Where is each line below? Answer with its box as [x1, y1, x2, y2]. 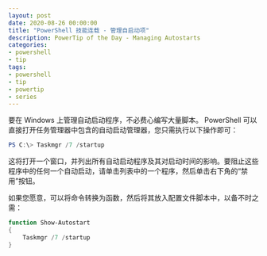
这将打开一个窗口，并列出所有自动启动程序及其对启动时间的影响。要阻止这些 [8, 156, 259, 166]
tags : [8, 63, 26, 71]
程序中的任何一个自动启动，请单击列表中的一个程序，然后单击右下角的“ [8, 166, 242, 176]
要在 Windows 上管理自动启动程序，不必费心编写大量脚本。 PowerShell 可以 [8, 116, 257, 125]
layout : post [8, 11, 52, 20]
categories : [8, 41, 48, 49]
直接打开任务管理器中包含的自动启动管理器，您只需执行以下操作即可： [8, 125, 238, 135]
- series [8, 93, 37, 101]
